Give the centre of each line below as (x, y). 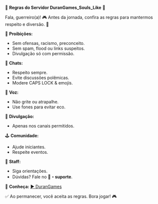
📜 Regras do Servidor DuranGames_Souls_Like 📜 (55, 8)
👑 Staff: (13, 162)
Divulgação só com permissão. (43, 53)
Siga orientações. (30, 171)
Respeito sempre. (30, 72)
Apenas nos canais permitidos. (43, 126)
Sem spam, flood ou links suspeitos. (49, 48)
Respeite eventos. (30, 152)
